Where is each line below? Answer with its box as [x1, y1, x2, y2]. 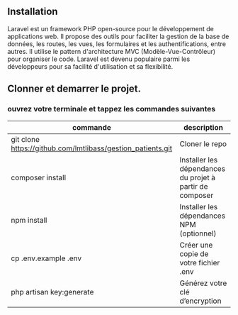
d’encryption [179, 296, 222, 306]
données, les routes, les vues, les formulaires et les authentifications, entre [7, 39, 227, 48]
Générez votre [179, 278, 227, 288]
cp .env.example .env [11, 253, 82, 263]
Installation [7, 6, 58, 18]
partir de [179, 181, 208, 191]
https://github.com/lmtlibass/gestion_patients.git [11, 143, 173, 153]
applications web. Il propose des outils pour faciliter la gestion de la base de [7, 32, 229, 40]
